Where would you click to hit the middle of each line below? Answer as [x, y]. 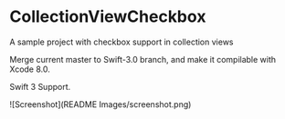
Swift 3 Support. [40, 86]
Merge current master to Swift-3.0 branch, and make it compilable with [143, 59]
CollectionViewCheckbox [108, 17]
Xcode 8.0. [30, 69]
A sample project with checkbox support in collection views [121, 42]
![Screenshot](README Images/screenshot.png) [100, 104]
